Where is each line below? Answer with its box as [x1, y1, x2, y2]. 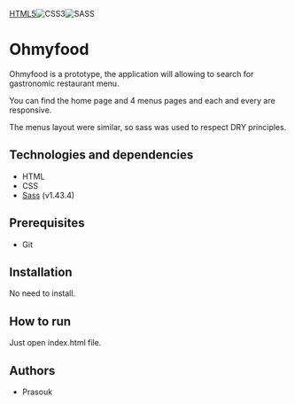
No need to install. [9, 288, 76, 299]
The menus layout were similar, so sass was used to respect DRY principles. [9, 121, 287, 132]
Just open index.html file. [9, 338, 102, 348]
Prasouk [21, 386, 53, 397]
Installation [9, 264, 73, 279]
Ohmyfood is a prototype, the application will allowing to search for [9, 68, 254, 79]
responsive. [9, 105, 52, 115]
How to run [9, 314, 72, 329]
